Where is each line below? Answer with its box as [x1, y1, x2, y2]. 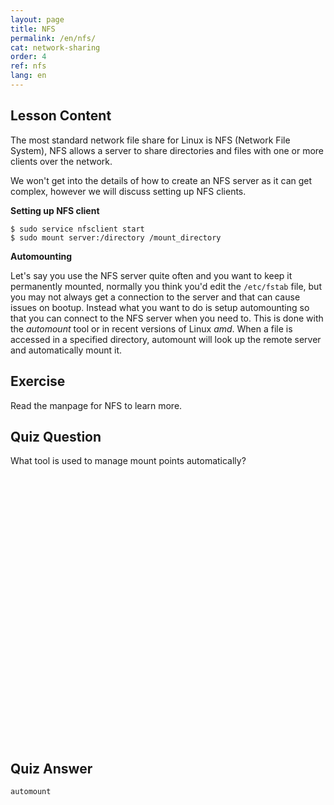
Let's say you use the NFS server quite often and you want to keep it [10, 269, 293, 281]
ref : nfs [10, 61, 47, 71]
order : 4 [10, 52, 47, 62]
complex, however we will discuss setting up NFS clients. [10, 185, 247, 197]
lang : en [10, 71, 47, 81]
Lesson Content [10, 107, 112, 125]
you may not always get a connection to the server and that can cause [10, 291, 301, 303]
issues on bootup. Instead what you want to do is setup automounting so [10, 301, 310, 313]
